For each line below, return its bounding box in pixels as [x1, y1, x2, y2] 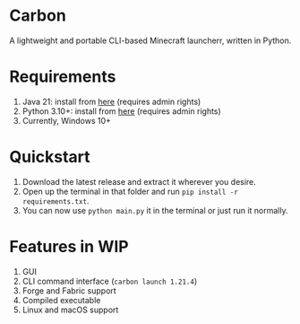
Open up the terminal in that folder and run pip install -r [21, 186, 239, 197]
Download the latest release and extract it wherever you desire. [21, 176, 257, 187]
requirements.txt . [21, 195, 90, 206]
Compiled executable [21, 294, 101, 305]
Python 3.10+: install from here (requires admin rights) [21, 105, 221, 117]
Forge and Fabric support [21, 285, 116, 296]
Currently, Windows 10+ [21, 115, 112, 126]
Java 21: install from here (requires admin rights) [21, 96, 201, 107]
